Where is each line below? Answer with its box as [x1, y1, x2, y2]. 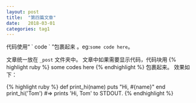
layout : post [6, 8, 39, 15]
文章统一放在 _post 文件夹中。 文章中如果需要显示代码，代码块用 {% [6, 56, 177, 64]
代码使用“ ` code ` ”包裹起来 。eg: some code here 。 [6, 43, 134, 50]
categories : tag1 [6, 25, 50, 32]
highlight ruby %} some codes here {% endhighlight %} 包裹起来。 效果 [6, 64, 185, 71]
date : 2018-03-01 [6, 20, 56, 26]
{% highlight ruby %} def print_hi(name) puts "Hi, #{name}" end [6, 83, 166, 91]
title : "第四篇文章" [6, 15, 56, 21]
